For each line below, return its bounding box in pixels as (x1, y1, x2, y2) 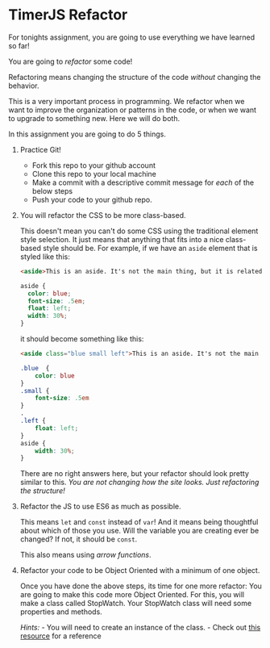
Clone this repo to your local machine (31, 169, 157, 178)
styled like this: (19, 252, 70, 261)
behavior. (8, 81, 39, 90)
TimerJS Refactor (8, 6, 128, 24)
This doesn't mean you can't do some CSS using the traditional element (19, 226, 259, 236)
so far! (8, 40, 30, 50)
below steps (31, 186, 73, 195)
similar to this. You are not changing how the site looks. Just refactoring (19, 478, 260, 487)
